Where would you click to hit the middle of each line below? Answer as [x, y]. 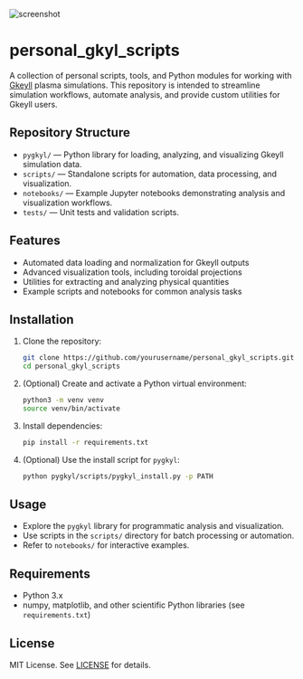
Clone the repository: [62, 341]
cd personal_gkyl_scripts [71, 366]
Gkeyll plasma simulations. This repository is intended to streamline [135, 85]
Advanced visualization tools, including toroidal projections [132, 272]
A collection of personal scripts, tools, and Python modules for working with [151, 75]
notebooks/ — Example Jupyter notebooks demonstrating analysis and [154, 193]
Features [35, 241]
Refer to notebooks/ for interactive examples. [106, 545]
